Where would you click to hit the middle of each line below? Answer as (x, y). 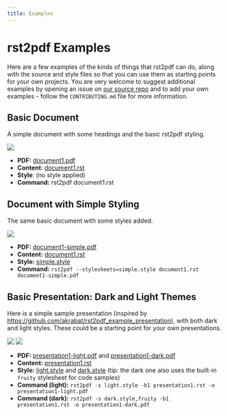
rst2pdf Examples (59, 47)
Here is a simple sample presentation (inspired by (77, 313)
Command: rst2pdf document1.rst (66, 183)
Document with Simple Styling (73, 204)
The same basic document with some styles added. (80, 221)
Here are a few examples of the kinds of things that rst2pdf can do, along (111, 67)
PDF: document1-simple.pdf (57, 247)
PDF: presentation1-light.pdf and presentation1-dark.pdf (96, 355)
